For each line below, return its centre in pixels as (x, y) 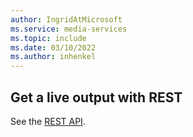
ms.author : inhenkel (53, 57)
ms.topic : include (48, 38)
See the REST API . (48, 121)
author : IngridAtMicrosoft (66, 19)
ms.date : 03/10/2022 (53, 47)
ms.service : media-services (69, 29)
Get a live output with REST (96, 97)
